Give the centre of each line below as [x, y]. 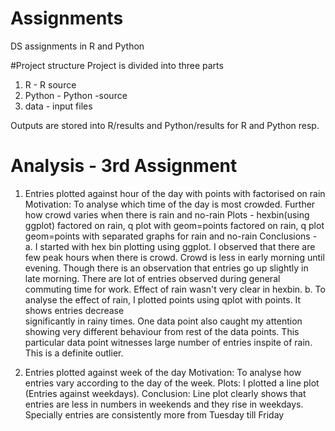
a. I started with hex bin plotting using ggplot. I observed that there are [170, 246]
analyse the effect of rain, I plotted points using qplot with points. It [163, 299]
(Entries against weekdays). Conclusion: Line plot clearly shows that [165, 393]
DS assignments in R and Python [77, 46]
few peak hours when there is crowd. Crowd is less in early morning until [174, 257]
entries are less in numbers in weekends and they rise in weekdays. [164, 404]
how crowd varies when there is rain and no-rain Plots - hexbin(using [167, 214]
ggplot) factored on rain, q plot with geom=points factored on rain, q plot [174, 225]
